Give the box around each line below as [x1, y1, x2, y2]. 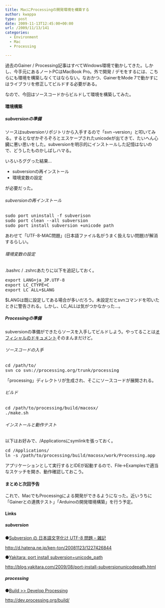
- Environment [9, 35, 38, 40]
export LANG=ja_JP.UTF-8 [5, 277, 65, 283]
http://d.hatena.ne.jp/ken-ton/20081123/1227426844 [5, 544, 112, 550]
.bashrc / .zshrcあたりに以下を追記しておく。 [5, 267, 97, 273]
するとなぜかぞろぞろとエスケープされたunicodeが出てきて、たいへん [13, 135, 154, 141]
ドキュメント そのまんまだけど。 [30, 335, 96, 341]
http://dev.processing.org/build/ [5, 597, 70, 603]
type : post [5, 16, 27, 21]
